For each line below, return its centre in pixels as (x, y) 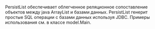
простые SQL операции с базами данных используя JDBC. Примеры (77, 17)
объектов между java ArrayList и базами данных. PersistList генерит (77, 12)
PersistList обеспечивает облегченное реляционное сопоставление (77, 7)
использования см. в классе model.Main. (48, 22)
